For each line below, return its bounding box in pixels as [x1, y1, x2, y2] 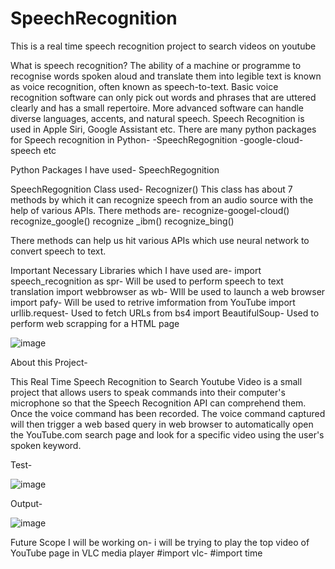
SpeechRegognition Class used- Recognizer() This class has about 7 [10, 183, 293, 195]
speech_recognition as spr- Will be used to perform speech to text [10, 275, 284, 287]
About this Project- [10, 356, 88, 368]
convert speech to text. [10, 245, 107, 257]
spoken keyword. [10, 439, 82, 451]
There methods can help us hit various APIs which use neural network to [10, 234, 310, 246]
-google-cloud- [239, 133, 304, 146]
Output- [10, 497, 43, 509]
